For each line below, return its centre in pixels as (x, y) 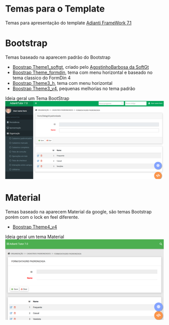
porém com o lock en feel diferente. (42, 217)
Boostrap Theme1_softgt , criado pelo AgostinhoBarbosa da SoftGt (81, 67)
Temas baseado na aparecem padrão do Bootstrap (58, 57)
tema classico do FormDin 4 (41, 78)
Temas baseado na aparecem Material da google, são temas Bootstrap (78, 212)
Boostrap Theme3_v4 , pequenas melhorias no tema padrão (74, 88)
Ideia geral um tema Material (35, 237)
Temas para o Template (55, 9)
